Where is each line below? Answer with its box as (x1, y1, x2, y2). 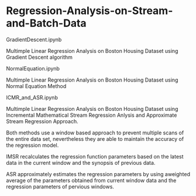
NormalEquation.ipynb (6, 65, 60, 72)
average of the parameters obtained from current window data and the (6, 177, 177, 184)
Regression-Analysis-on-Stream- (6, 4, 173, 18)
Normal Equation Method (6, 82, 67, 89)
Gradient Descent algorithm (6, 53, 73, 60)
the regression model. (6, 141, 59, 148)
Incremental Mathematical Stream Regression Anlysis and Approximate (6, 111, 177, 119)
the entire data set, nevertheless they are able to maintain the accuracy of (6, 135, 184, 142)
